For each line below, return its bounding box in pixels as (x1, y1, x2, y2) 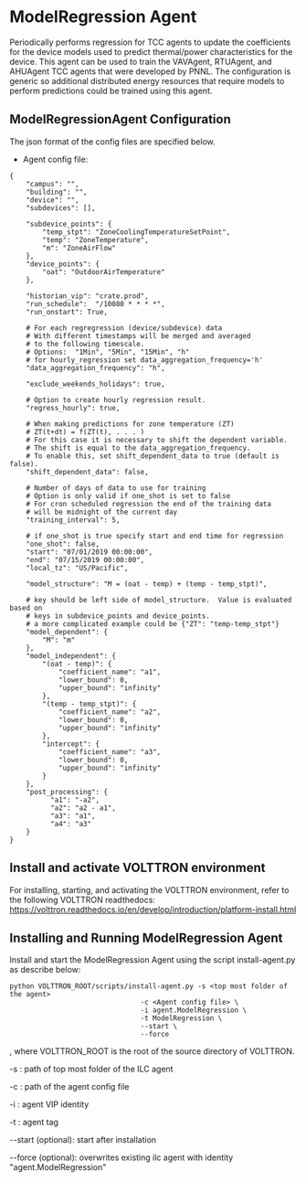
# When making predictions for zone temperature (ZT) (26, 419, 235, 429)
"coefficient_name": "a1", (58, 667, 162, 676)
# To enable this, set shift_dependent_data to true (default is (26, 451, 280, 461)
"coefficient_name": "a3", (58, 747, 162, 756)
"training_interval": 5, (26, 515, 121, 525)
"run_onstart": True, (26, 307, 108, 316)
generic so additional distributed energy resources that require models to (9, 75, 285, 86)
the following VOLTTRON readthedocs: (9, 894, 155, 905)
